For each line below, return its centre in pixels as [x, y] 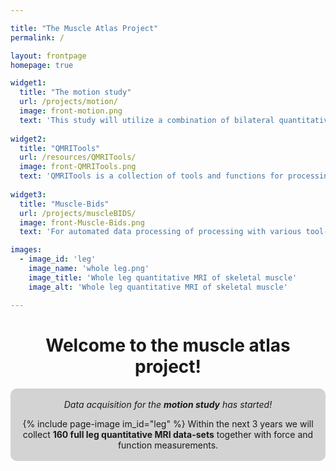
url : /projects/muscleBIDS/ [78, 213]
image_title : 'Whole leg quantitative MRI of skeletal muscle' [163, 277]
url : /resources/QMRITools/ [78, 157]
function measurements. [168, 445]
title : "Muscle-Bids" [64, 204]
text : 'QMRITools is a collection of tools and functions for [151, 176]
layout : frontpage [48, 56]
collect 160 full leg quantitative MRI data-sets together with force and [168, 435]
